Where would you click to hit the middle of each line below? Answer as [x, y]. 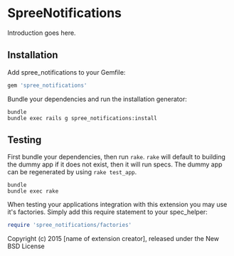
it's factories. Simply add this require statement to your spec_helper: [107, 212]
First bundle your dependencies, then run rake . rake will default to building [117, 157]
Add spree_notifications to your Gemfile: [67, 72]
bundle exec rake [33, 191]
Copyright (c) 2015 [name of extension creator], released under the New [113, 239]
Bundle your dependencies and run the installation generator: [97, 99]
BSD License [26, 246]
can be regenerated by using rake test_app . [72, 172]
